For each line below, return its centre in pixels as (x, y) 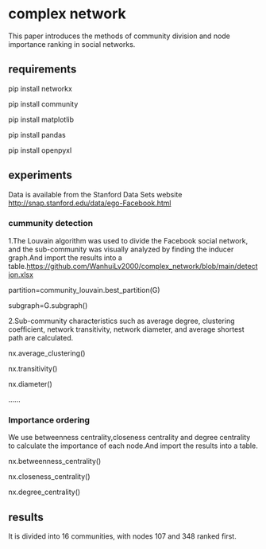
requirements (42, 70)
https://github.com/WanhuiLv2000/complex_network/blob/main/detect (142, 266)
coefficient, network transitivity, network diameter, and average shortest (126, 329)
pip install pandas (37, 134)
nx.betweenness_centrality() (55, 461)
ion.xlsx (21, 274)
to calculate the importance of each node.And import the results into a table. (133, 446)
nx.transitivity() (33, 368)
